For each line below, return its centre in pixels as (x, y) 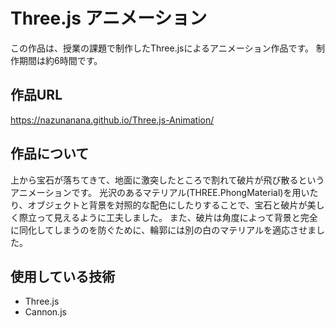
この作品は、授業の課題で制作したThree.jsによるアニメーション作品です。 (162, 48)
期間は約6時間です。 (60, 60)
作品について (50, 154)
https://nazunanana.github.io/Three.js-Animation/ (112, 120)
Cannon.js (45, 312)
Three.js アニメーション (109, 18)
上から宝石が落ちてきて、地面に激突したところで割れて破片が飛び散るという (167, 180)
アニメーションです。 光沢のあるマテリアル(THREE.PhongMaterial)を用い (160, 192)
